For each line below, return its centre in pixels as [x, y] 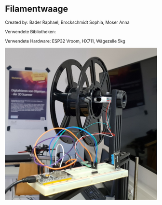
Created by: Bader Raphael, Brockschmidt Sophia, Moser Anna [67, 22]
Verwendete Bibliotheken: [31, 31]
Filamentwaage [37, 9]
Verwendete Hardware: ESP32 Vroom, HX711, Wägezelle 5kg [65, 41]
